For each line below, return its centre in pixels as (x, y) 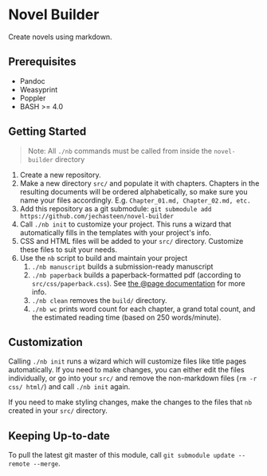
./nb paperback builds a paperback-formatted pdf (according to (136, 275)
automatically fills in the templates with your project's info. (116, 232)
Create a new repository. (60, 175)
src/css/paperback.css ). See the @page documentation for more (138, 283)
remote (19, 464)
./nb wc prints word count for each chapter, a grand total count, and (143, 309)
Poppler (33, 98)
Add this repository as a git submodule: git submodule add (116, 208)
